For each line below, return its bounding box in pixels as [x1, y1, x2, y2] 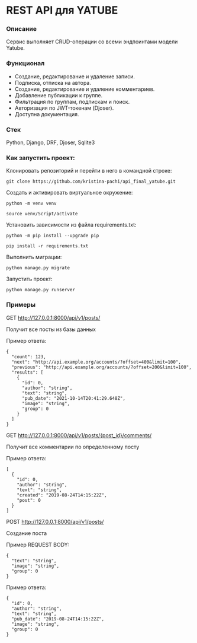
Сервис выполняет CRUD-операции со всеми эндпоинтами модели [6, 38, 178, 45]
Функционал [6, 59, 45, 68]
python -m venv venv [6, 200, 57, 206]
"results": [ [11, 369, 44, 375]
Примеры [6, 301, 36, 309]
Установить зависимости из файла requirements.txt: [6, 221, 137, 228]
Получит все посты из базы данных [6, 326, 96, 333]
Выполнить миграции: [6, 253, 62, 261]
